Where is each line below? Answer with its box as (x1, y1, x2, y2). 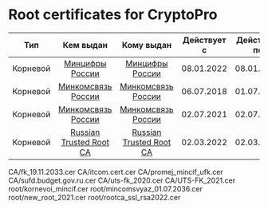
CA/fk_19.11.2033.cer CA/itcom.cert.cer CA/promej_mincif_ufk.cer (8, 167, 223, 176)
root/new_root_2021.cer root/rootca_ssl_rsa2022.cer (8, 192, 181, 202)
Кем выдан (62, 39, 108, 50)
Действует (182, 34, 227, 45)
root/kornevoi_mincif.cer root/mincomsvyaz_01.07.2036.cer (8, 183, 203, 193)
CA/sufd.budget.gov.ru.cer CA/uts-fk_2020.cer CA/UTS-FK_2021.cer (8, 175, 236, 185)
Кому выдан (121, 39, 172, 50)
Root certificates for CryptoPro (8, 6, 218, 24)
